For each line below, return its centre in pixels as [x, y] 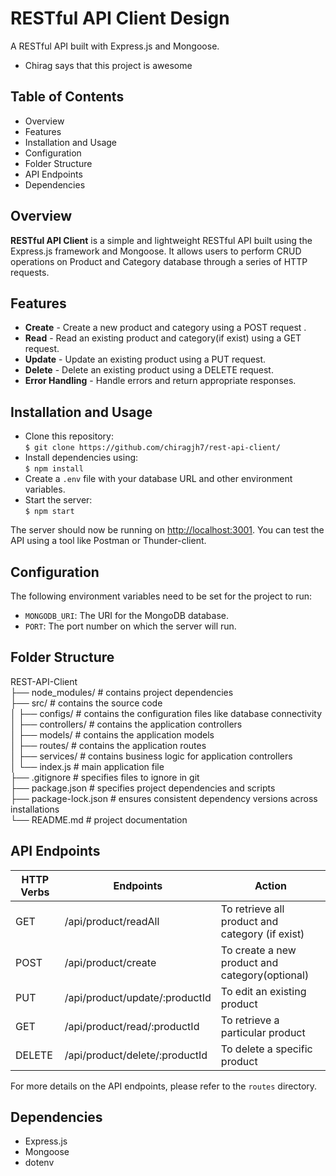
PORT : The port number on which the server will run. [130, 626]
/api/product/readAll [112, 921]
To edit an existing [263, 991]
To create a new [258, 950]
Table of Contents [67, 97]
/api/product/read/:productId [132, 1026]
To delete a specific [266, 1049]
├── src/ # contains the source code [86, 703]
